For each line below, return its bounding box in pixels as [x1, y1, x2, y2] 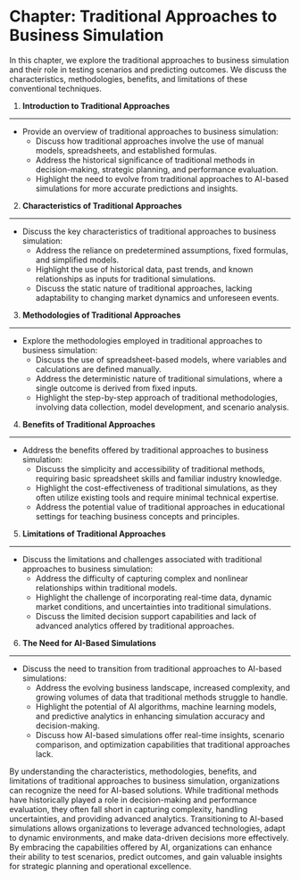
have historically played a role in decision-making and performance [9, 794, 257, 805]
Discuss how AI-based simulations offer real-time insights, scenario [35, 729, 285, 740]
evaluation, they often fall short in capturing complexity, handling [9, 803, 248, 814]
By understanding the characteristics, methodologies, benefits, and [9, 766, 257, 776]
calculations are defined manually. [35, 363, 162, 374]
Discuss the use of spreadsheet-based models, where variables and [35, 354, 287, 365]
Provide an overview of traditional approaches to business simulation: [21, 126, 279, 137]
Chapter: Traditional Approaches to [9, 6, 278, 27]
